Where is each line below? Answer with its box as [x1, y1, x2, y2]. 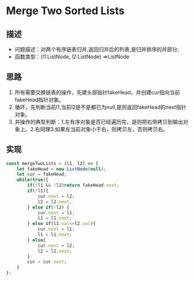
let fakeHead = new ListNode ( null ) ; [16, 166, 107, 172]
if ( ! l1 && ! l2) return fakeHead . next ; [27, 183, 119, 189]
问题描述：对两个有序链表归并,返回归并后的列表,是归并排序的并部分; [14, 46, 179, 52]
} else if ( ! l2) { [27, 204, 69, 210]
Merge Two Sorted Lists [6, 4, 125, 18]
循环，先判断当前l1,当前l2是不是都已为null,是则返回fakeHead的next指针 [14, 103, 187, 110]
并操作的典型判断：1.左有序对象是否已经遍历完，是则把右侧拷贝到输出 [14, 118, 183, 125]
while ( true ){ [16, 177, 49, 183]
